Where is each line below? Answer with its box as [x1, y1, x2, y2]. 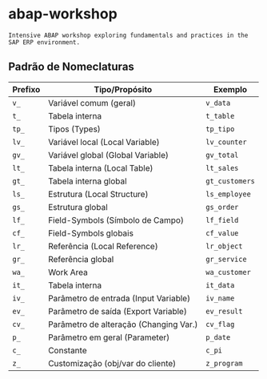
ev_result [205, 306, 243, 316]
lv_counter [205, 137, 247, 147]
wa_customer [205, 268, 252, 276]
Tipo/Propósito [94, 83, 153, 95]
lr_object [205, 241, 243, 251]
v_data [205, 98, 231, 107]
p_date [205, 333, 231, 341]
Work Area [47, 266, 88, 277]
